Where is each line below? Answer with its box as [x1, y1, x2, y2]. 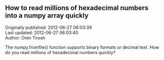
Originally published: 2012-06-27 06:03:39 [5, 24, 92, 30]
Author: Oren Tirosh [5, 35, 46, 40]
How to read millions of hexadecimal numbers [5, 4, 149, 12]
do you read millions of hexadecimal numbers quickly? [5, 49, 116, 55]
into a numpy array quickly [5, 12, 89, 20]
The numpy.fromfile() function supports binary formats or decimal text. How [5, 44, 159, 50]
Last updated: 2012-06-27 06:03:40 [5, 29, 78, 36]
